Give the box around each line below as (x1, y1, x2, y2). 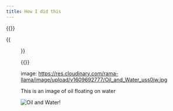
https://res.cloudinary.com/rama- (38, 70, 119, 77)
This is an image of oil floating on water (20, 87, 116, 94)
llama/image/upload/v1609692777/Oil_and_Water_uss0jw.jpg (20, 76, 168, 83)
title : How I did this (6, 8, 61, 15)
